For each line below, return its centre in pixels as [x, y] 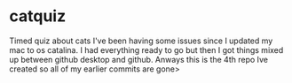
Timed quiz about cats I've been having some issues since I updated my [141, 41]
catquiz [38, 16]
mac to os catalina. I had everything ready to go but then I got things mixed [146, 49]
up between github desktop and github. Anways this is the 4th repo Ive [139, 59]
